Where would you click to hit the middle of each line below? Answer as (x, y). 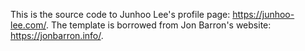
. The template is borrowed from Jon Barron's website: (158, 25)
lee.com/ (28, 25)
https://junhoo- (263, 14)
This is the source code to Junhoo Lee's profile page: (120, 14)
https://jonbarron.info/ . (57, 35)
